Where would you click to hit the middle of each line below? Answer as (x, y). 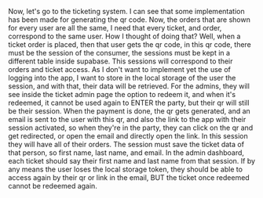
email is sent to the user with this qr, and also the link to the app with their (127, 119)
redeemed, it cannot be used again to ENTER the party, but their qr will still (129, 103)
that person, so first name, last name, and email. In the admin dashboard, (126, 153)
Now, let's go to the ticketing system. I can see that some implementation (126, 11)
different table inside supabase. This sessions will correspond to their (121, 61)
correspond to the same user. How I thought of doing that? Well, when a (124, 36)
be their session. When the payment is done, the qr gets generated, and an (130, 111)
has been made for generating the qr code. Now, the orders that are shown (130, 20)
